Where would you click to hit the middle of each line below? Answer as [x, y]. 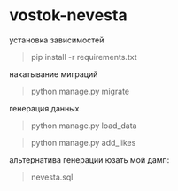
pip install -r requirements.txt [84, 57]
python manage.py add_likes [83, 142]
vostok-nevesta [68, 15]
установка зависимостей [57, 40]
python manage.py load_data [84, 126]
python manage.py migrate [80, 91]
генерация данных [44, 108]
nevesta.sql [52, 177]
